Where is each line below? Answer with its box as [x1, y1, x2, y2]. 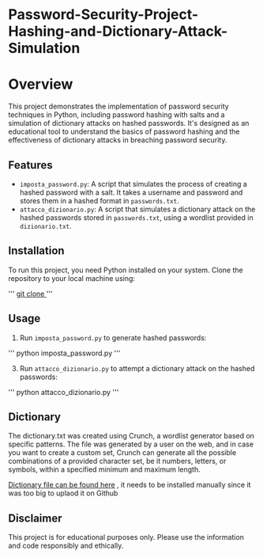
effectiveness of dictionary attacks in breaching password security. [8, 135, 227, 145]
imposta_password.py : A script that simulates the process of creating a [19, 179, 247, 188]
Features [8, 158, 53, 172]
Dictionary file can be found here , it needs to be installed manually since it [8, 480, 251, 490]
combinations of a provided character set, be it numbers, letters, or [8, 457, 227, 466]
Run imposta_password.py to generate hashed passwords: [19, 332, 207, 342]
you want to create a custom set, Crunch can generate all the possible [8, 448, 237, 457]
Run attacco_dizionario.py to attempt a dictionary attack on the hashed [19, 363, 255, 373]
